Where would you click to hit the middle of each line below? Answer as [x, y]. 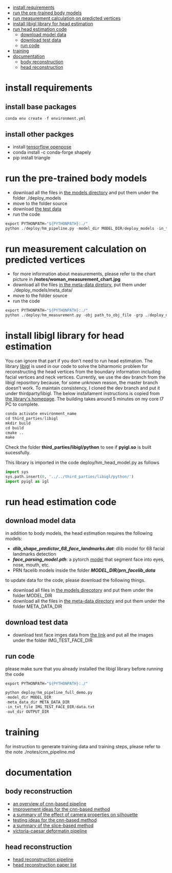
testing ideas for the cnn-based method [55, 820]
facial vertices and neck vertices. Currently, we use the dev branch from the [85, 377]
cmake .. [15, 433]
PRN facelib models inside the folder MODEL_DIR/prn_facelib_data [84, 570]
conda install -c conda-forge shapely [52, 152]
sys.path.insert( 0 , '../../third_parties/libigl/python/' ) [70, 477]
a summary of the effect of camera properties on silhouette [75, 814]
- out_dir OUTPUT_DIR [27, 712]
